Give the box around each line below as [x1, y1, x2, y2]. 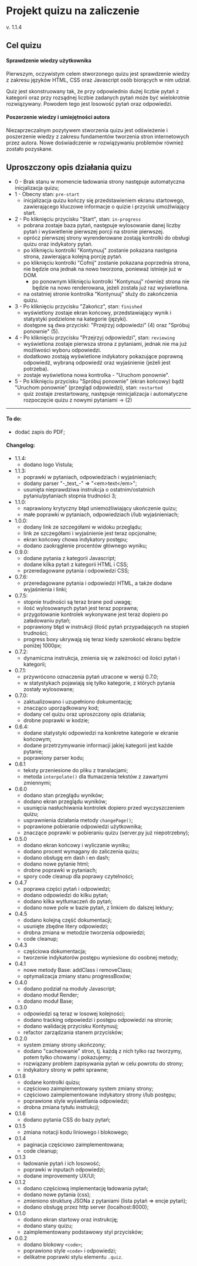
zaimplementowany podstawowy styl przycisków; [23, 1228, 144, 1235]
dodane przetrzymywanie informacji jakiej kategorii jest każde [23, 742, 173, 749]
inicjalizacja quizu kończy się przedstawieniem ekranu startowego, [23, 197, 185, 204]
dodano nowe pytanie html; [23, 860, 90, 867]
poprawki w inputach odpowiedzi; [23, 1166, 106, 1173]
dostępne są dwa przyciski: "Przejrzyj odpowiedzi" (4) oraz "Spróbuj [23, 321, 190, 328]
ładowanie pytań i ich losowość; [23, 1160, 101, 1167]
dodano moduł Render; [23, 991, 79, 998]
